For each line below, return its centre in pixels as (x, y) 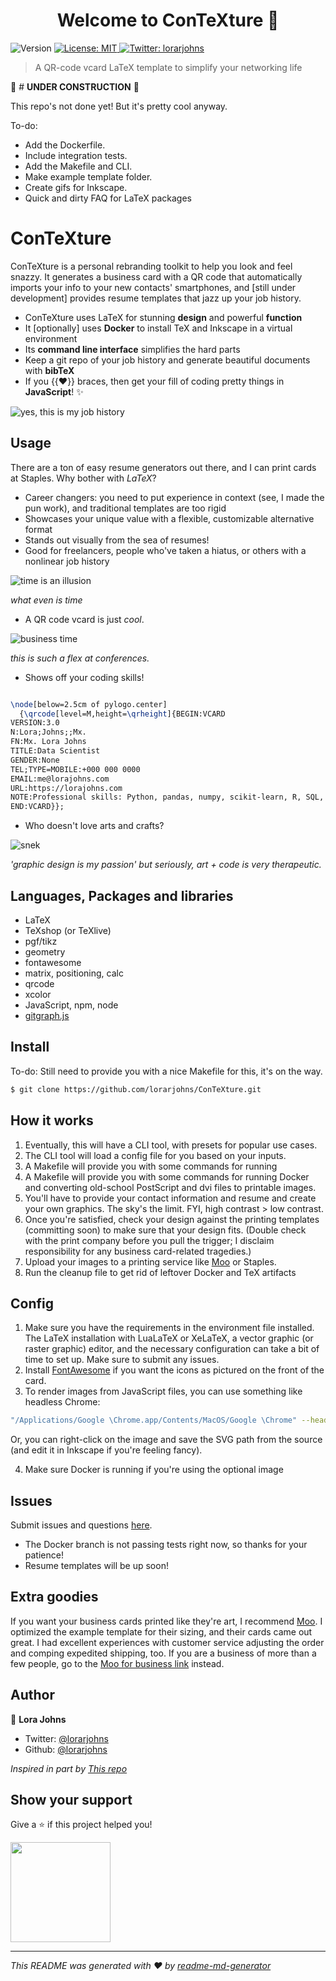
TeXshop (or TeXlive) (68, 930)
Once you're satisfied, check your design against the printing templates (172, 1219)
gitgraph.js (47, 1015)
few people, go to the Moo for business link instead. (117, 1663)
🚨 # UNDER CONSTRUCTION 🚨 (75, 86)
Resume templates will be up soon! (96, 1565)
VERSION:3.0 (35, 723)
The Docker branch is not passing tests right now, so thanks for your (166, 1544)
